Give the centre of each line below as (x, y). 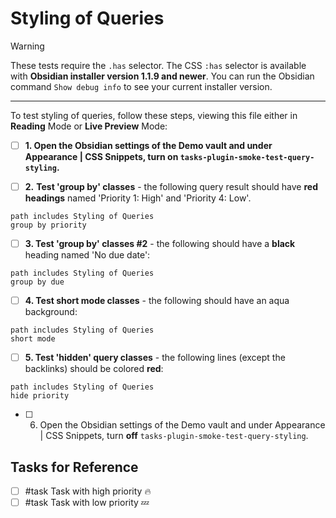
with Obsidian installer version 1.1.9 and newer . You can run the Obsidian (162, 76)
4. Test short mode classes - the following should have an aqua (157, 301)
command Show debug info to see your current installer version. (141, 86)
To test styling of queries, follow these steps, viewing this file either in (154, 115)
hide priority (40, 396)
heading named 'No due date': (87, 255)
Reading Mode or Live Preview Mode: (89, 126)
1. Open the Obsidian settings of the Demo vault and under (148, 145)
